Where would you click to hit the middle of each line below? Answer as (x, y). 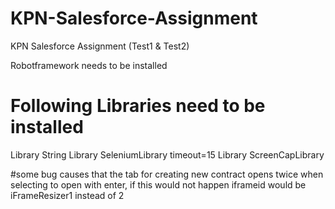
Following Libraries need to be (138, 106)
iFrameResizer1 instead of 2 (67, 195)
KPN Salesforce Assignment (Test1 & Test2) (100, 46)
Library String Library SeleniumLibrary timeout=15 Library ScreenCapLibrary (167, 154)
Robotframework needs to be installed (89, 65)
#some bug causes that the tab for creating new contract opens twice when (167, 174)
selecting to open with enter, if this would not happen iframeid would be (158, 184)
